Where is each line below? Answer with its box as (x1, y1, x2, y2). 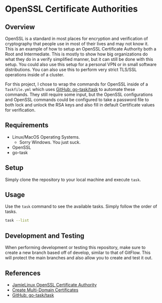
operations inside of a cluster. (5, 72, 65, 77)
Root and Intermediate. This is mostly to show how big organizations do (5, 51, 148, 57)
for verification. (5, 107, 36, 113)
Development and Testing (5, 232, 85, 240)
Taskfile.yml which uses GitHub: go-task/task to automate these (5, 87, 135, 92)
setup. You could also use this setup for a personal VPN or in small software (5, 62, 157, 67)
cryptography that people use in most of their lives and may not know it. (5, 41, 149, 47)
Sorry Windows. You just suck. (19, 139, 81, 145)
